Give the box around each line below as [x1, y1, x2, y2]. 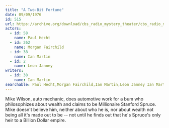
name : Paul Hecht [14, 36, 51, 41]
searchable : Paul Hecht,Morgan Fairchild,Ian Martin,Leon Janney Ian [5, 82, 154, 87]
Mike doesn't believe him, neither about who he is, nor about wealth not [5, 106, 154, 112]
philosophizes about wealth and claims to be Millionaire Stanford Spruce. [5, 101, 156, 107]
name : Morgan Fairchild [14, 45, 64, 50]
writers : [5, 68, 24, 73]
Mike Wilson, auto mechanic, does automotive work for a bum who [5, 96, 144, 102]
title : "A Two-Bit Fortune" [5, 7, 64, 13]
